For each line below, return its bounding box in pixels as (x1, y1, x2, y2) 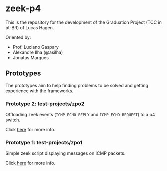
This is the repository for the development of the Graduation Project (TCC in (5, 19, 162, 25)
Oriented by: (5, 34, 31, 40)
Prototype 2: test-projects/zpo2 (5, 100, 85, 107)
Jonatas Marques (12, 54, 49, 60)
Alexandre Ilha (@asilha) (12, 49, 63, 55)
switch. (5, 117, 20, 123)
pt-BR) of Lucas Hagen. (5, 24, 54, 30)
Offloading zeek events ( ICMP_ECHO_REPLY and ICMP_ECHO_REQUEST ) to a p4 (5, 112, 155, 118)
